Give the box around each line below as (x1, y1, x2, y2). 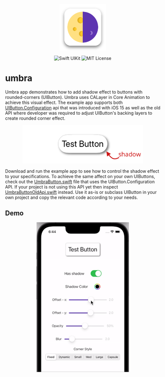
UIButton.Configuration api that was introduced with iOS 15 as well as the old (5, 104, 161, 110)
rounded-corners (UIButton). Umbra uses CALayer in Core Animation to (5, 94, 150, 100)
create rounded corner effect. (5, 115, 66, 121)
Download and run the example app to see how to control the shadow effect (5, 168, 160, 174)
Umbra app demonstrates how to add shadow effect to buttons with (5, 89, 143, 95)
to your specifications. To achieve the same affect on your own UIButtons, (5, 174, 155, 180)
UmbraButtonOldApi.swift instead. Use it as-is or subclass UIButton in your (5, 189, 157, 195)
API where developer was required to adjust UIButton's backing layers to (5, 110, 153, 116)
